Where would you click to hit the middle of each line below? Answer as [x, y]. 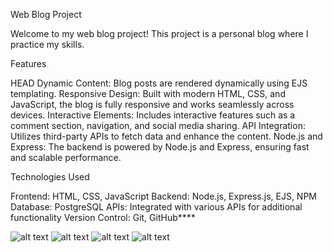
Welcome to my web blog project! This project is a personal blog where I [159, 33]
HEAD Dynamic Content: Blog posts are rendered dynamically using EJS [159, 83]
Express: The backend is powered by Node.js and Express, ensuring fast [160, 147]
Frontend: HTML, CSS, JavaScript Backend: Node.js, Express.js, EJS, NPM [164, 196]
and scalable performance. [66, 157]
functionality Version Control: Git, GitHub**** [103, 217]
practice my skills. [47, 44]
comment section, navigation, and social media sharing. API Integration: [158, 125]
